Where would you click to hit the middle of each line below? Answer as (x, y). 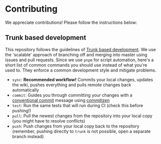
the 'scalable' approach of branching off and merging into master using (76, 54)
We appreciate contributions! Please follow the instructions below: (71, 22)
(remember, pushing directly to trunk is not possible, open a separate (81, 131)
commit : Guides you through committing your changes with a (72, 95)
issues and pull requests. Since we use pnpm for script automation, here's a (80, 60)
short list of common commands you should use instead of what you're (76, 65)
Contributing (31, 9)
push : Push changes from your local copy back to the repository (76, 126)
